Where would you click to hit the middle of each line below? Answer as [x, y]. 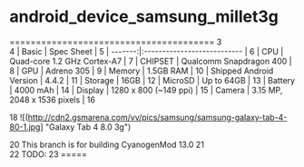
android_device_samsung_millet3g [144, 17]
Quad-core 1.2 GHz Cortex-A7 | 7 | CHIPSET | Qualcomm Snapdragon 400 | [151, 61]
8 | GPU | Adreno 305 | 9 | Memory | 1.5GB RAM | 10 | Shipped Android [142, 71]
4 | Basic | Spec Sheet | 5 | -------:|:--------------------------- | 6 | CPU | [147, 51]
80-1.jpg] [26, 127]
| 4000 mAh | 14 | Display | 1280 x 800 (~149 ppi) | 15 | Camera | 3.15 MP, [146, 90]
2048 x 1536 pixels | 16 [52, 99]
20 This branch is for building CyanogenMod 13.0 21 [107, 144]
